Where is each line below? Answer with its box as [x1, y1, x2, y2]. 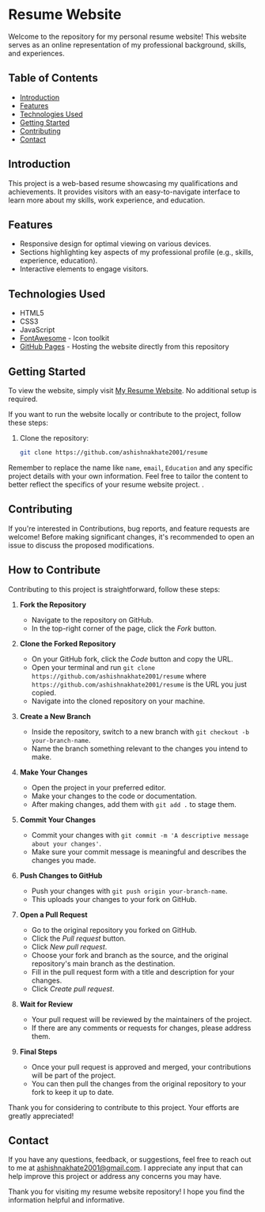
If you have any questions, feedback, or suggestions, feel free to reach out [8, 1155, 252, 1165]
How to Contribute [8, 563, 101, 577]
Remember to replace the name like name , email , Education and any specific [8, 463, 253, 472]
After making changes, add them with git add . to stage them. [31, 799, 237, 809]
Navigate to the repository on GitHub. [31, 615, 154, 624]
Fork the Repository [19, 600, 87, 609]
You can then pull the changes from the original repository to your [31, 1078, 247, 1089]
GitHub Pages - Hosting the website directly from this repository [19, 342, 229, 351]
